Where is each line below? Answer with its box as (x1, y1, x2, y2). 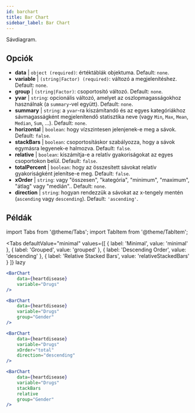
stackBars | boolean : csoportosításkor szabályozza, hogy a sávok (14, 138, 175, 146)
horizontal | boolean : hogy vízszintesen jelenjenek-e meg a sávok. (14, 126, 177, 133)
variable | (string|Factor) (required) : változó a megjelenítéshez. (14, 75, 177, 83)
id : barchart (6, 8, 39, 15)
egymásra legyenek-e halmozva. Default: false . (14, 145, 132, 152)
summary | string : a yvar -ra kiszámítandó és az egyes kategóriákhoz (14, 107, 186, 114)
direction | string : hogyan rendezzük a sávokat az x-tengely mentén (14, 189, 184, 196)
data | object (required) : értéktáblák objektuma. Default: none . (14, 69, 170, 76)
